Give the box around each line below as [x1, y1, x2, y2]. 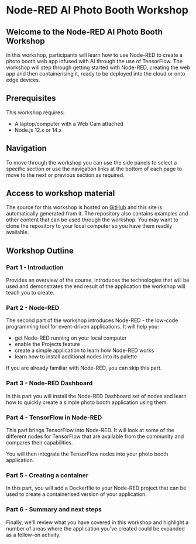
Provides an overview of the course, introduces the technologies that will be [6, 276, 190, 284]
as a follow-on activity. [6, 531, 61, 538]
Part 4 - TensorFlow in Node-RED [6, 413, 102, 422]
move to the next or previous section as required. [6, 171, 125, 179]
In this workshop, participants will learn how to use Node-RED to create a [6, 52, 183, 59]
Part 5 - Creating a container [6, 471, 89, 479]
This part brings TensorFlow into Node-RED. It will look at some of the [6, 427, 174, 434]
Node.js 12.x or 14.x [14, 126, 62, 134]
